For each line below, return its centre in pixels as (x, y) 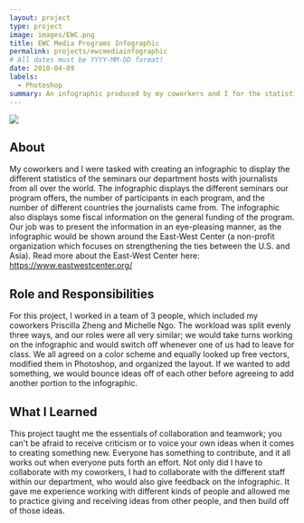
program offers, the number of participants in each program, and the (137, 198)
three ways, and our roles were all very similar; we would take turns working (151, 335)
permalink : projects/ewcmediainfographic (89, 52)
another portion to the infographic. (74, 383)
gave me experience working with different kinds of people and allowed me (150, 491)
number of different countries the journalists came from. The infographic (145, 208)
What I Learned (53, 412)
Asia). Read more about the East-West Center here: (105, 256)
